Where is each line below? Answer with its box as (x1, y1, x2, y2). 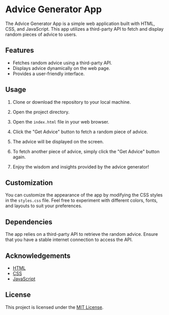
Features (5, 46, 34, 55)
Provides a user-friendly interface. (12, 70, 85, 77)
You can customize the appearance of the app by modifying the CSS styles (5, 192, 163, 198)
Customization (5, 178, 53, 187)
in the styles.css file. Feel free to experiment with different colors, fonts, (5, 198, 158, 204)
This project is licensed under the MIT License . (5, 304, 104, 310)
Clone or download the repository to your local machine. (12, 99, 131, 105)
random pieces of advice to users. (5, 31, 77, 37)
